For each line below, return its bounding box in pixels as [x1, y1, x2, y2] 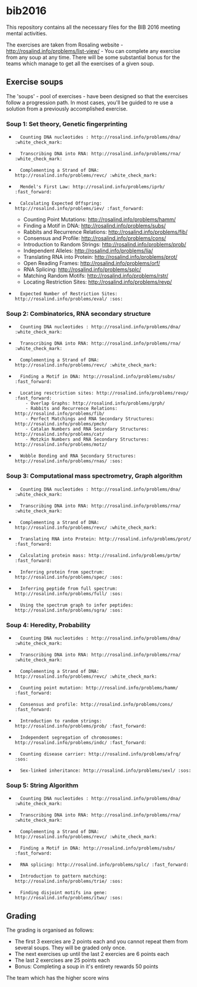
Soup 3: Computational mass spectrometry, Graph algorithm [6, 472, 183, 480]
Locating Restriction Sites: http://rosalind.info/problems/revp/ [23, 278, 172, 286]
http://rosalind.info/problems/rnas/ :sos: [14, 458, 123, 464]
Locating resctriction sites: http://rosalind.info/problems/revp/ [20, 390, 189, 396]
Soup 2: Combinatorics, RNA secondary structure [6, 309, 151, 318]
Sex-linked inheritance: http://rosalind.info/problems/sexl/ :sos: [20, 768, 192, 773]
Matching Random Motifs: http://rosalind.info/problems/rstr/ [23, 272, 169, 279]
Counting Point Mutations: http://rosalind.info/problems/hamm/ [23, 216, 176, 223]
